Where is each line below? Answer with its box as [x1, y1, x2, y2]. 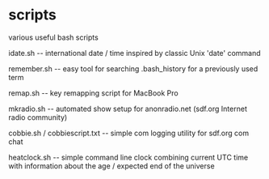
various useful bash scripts [8, 32, 99, 42]
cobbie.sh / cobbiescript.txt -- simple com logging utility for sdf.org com [8, 128, 249, 138]
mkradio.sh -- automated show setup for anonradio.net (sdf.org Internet [8, 104, 248, 113]
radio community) [8, 112, 68, 122]
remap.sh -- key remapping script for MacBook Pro [8, 87, 179, 98]
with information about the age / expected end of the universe [8, 160, 216, 171]
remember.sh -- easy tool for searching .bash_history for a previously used [8, 63, 258, 74]
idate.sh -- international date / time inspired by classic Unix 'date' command [8, 48, 261, 58]
